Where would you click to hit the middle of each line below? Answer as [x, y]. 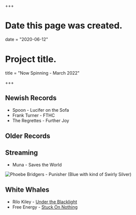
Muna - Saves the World [37, 165]
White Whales [27, 190]
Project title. [31, 59]
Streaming [22, 153]
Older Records [28, 136]
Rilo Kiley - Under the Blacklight [45, 202]
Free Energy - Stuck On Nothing [45, 207]
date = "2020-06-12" [27, 39]
